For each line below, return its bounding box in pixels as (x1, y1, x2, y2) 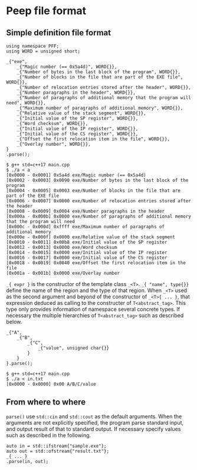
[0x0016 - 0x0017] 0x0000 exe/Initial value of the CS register (6, 255, 168, 261)
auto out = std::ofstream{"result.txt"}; (6, 448, 110, 454)
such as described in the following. (6, 432, 91, 439)
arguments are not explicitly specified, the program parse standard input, (6, 419, 184, 426)
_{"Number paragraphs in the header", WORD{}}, (17, 90, 136, 96)
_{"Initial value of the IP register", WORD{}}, (17, 126, 139, 132)
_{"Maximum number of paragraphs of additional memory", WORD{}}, (17, 105, 183, 111)
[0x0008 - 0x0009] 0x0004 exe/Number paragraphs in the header (6, 208, 165, 214)
